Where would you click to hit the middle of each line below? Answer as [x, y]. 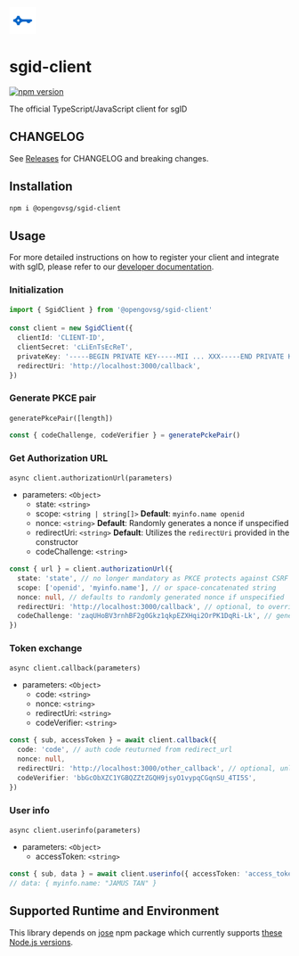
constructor [57, 542]
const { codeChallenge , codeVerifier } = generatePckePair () [125, 435]
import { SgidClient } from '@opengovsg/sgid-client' [111, 309]
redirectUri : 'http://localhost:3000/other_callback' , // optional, [147, 769]
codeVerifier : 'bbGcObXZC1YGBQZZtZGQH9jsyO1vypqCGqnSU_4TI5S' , [137, 778]
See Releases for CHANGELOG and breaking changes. [109, 158]
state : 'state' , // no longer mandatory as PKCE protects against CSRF [153, 578]
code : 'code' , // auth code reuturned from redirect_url [125, 750]
